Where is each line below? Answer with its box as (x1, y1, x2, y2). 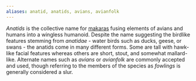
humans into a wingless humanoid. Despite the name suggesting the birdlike (6, 31, 191, 38)
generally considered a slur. (6, 68, 73, 75)
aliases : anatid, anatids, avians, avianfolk (6, 8, 119, 15)
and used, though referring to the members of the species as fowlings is (6, 62, 181, 69)
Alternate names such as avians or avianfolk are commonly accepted (17, 56, 185, 63)
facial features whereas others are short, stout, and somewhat (15, 49, 166, 56)
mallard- (167, 49, 188, 56)
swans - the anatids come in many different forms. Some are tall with (6, 43, 173, 50)
